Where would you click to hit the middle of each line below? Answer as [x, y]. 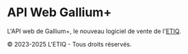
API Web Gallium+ [59, 12]
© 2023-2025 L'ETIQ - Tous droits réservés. [69, 44]
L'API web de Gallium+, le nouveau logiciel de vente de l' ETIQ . [94, 31]
